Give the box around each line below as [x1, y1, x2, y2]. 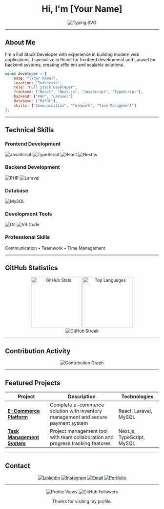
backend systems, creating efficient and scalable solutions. [5, 62, 124, 68]
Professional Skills [5, 234, 50, 241]
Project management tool [50, 427, 108, 434]
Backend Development [5, 164, 60, 171]
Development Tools [5, 210, 52, 217]
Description [68, 393, 96, 400]
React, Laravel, [118, 407, 152, 414]
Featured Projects [5, 378, 61, 387]
